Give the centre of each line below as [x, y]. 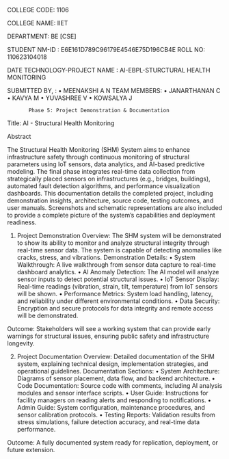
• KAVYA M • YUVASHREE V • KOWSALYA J [70, 98]
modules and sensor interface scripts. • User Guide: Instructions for [112, 393]
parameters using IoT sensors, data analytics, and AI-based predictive [106, 164]
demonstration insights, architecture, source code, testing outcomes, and [110, 200]
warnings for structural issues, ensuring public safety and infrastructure [108, 336]
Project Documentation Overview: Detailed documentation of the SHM [116, 356]
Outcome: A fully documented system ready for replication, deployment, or [113, 443]
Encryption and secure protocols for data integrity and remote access [115, 308]
